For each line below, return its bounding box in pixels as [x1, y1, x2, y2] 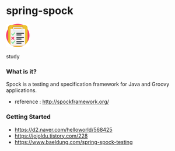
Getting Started [6, 113, 51, 121]
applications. [6, 87, 37, 94]
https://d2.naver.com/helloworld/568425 [14, 126, 113, 133]
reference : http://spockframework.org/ [14, 98, 110, 106]
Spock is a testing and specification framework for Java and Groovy [6, 80, 170, 88]
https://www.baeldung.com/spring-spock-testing [14, 138, 133, 145]
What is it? [6, 67, 37, 75]
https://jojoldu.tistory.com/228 [14, 132, 88, 139]
